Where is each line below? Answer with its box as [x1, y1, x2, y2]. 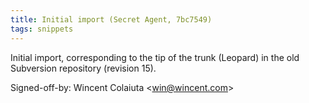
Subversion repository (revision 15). [10, 62, 157, 74]
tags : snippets [10, 24, 74, 34]
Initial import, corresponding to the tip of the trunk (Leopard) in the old [10, 51, 300, 63]
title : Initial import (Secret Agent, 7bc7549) [10, 14, 213, 25]
